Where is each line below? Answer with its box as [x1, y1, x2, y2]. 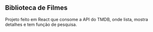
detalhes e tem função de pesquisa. [5, 21, 77, 27]
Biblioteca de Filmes [5, 4, 68, 12]
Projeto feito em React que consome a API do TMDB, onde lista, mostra [5, 16, 149, 22]
